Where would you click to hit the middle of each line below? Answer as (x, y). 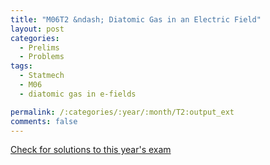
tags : (21, 66)
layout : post (37, 29)
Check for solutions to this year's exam (91, 150)
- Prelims (39, 47)
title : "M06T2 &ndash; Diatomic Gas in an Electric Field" (136, 19)
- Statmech (42, 76)
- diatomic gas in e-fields (78, 94)
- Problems (42, 57)
